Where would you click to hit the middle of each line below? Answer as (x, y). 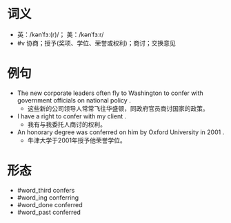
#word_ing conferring (48, 198)
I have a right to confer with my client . (71, 116)
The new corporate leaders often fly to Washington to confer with (110, 93)
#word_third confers (46, 190)
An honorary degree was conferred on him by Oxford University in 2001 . (121, 132)
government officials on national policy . (74, 100)
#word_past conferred (49, 212)
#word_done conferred (50, 204)
